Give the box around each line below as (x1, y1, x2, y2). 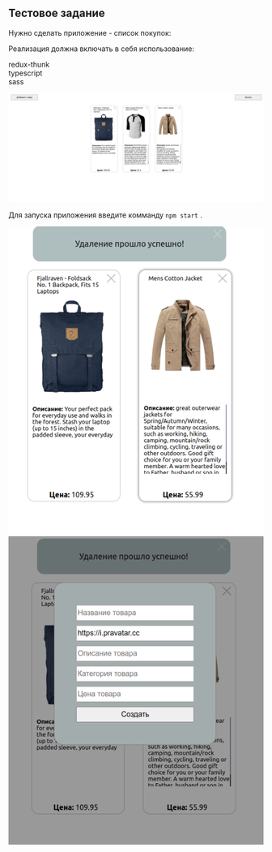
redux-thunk (8, 59, 50, 69)
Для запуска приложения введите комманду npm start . (8, 210, 202, 220)
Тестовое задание (8, 6, 105, 20)
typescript (8, 68, 43, 78)
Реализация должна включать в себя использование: (8, 44, 194, 54)
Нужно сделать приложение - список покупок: (8, 28, 172, 37)
